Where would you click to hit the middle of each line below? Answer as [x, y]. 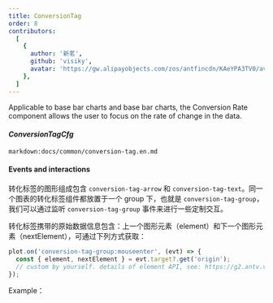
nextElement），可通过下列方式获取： [84, 236]
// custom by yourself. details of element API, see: [108, 266]
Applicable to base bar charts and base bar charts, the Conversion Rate [128, 107]
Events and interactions [50, 169]
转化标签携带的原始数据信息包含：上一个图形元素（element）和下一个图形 [132, 226]
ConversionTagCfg [41, 134]
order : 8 [23, 24]
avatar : [43, 69]
